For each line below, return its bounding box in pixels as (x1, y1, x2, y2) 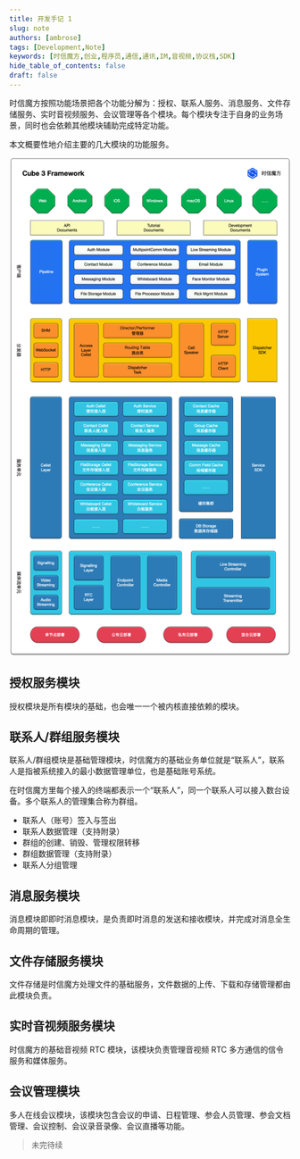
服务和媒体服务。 (9, 1055, 72, 1066)
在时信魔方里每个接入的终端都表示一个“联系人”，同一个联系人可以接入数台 (9, 785, 283, 796)
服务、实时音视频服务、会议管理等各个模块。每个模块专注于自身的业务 (16, 108, 275, 120)
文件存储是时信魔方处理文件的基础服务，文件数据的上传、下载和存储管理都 (9, 979, 283, 990)
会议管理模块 (9, 1084, 80, 1099)
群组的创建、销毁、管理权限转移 (21, 838, 140, 848)
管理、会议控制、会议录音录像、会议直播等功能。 (9, 1121, 189, 1131)
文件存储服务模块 (9, 954, 104, 969)
